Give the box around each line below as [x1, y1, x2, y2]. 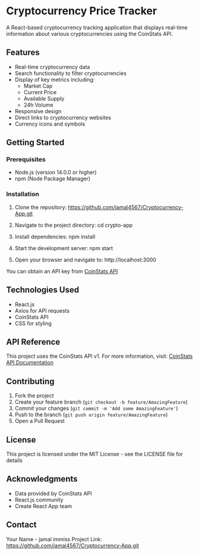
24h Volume [23, 101, 53, 108]
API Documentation [6, 359, 53, 366]
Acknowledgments [6, 474, 78, 484]
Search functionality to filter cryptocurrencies [14, 70, 127, 77]
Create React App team [14, 502, 72, 510]
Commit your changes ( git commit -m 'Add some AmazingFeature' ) [14, 405, 178, 412]
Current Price [23, 88, 57, 96]
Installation [6, 190, 40, 198]
